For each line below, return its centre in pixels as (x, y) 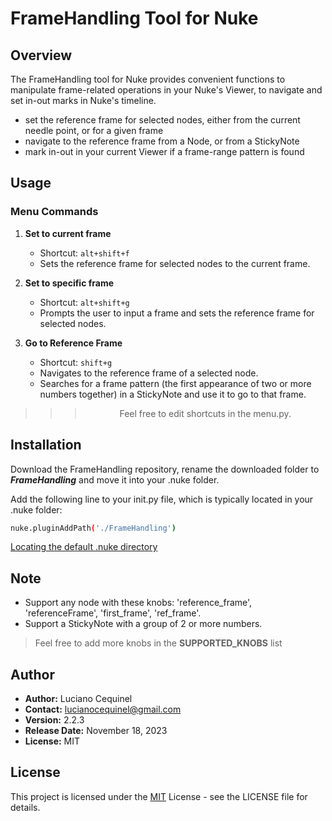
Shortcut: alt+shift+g (84, 302)
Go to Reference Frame (73, 343)
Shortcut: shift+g (76, 362)
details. (25, 807)
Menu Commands (54, 212)
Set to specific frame (69, 283)
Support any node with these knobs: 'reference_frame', (138, 603)
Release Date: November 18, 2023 (96, 730)
